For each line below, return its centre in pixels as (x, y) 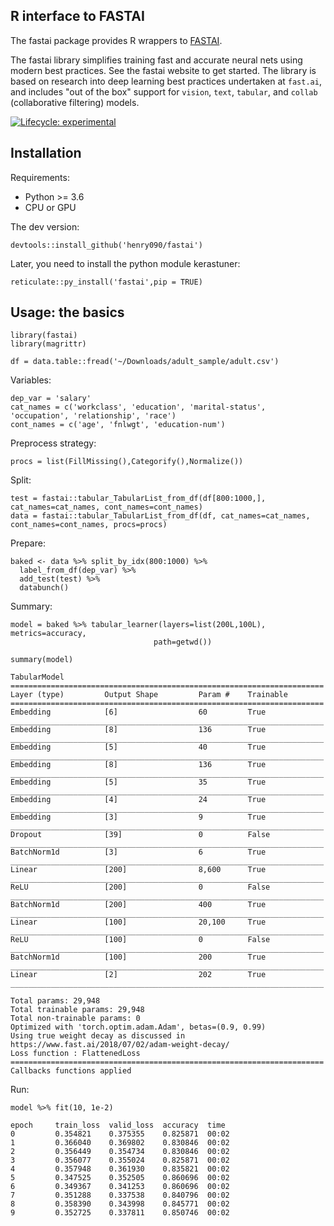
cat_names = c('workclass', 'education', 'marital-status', (138, 407)
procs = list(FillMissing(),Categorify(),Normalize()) (127, 462)
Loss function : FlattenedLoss (75, 1054)
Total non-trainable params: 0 (75, 1019)
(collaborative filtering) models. (75, 102)
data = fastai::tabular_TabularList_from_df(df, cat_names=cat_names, (160, 516)
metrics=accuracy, (48, 634)
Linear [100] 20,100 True (138, 922)
